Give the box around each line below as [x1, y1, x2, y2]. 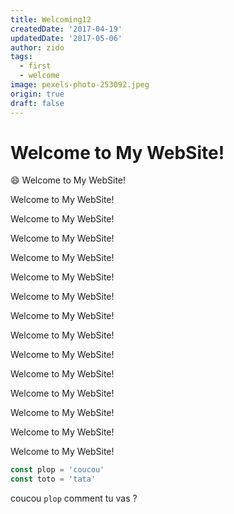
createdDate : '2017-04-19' [10, 24, 123, 34]
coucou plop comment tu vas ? [10, 492, 138, 505]
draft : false [10, 98, 65, 108]
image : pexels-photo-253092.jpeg [10, 80, 150, 90]
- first [19, 61, 52, 71]
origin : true [10, 89, 65, 99]
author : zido [10, 42, 65, 53]
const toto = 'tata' [10, 474, 97, 485]
